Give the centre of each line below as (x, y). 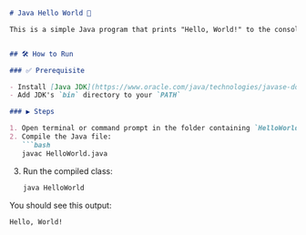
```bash (36, 145)
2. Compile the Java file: (61, 137)
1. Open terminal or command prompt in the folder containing (130, 128)
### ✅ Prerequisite (47, 70)
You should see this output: (61, 205)
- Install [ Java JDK (49, 87)
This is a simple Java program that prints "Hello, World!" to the (140, 29)
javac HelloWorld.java (64, 153)
